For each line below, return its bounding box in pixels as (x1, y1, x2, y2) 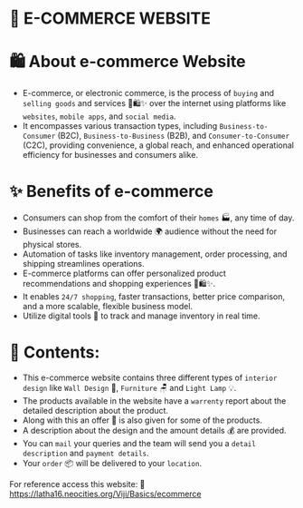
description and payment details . (22, 448, 149, 458)
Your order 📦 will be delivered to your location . (22, 458, 202, 468)
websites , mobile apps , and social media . (22, 111, 176, 122)
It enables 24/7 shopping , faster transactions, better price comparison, (22, 291, 286, 302)
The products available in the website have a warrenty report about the (22, 396, 287, 406)
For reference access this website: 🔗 (9, 479, 146, 489)
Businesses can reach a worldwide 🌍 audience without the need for (22, 226, 278, 237)
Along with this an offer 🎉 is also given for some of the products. (22, 415, 262, 425)
